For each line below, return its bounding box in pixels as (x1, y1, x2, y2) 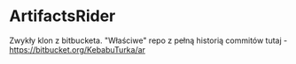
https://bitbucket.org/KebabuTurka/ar (9, 44, 146, 54)
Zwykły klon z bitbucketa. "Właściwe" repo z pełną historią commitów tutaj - (9, 35, 288, 46)
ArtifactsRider (9, 6, 116, 26)
